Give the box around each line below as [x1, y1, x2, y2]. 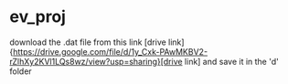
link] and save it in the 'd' [184, 56, 279, 67]
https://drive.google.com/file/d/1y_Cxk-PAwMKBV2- [12, 46, 208, 57]
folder [9, 66, 32, 77]
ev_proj [9, 6, 67, 27]
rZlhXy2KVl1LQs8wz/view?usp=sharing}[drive [9, 56, 183, 67]
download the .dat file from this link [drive [9, 37, 166, 47]
